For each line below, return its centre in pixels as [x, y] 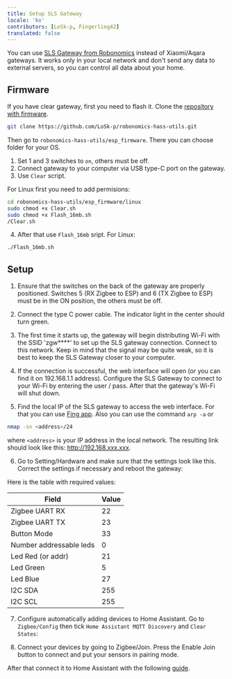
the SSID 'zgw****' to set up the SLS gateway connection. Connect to [117, 343]
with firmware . [28, 114]
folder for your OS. [34, 147]
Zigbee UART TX [38, 522]
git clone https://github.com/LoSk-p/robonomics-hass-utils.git [102, 127]
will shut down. [39, 393]
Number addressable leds [53, 545]
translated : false [34, 33]
